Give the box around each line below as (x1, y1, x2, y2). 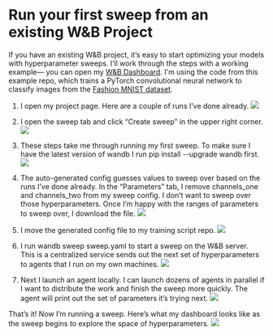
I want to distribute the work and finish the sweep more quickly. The (19, 283, 248, 293)
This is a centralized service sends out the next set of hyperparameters (19, 249, 260, 259)
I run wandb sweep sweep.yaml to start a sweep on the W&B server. (19, 241, 249, 251)
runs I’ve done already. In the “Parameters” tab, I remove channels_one (19, 181, 258, 192)
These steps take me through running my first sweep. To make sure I (19, 140, 251, 150)
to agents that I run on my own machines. (19, 259, 159, 269)
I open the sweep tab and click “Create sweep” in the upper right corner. (19, 116, 263, 127)
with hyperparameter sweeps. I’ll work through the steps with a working (8, 58, 249, 68)
